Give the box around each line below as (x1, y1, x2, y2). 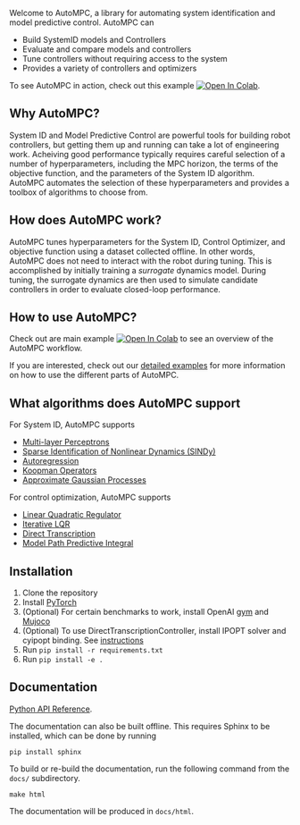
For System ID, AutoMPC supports (9, 419, 136, 430)
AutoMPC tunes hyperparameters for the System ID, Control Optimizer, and (9, 236, 286, 247)
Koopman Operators (21, 465, 97, 476)
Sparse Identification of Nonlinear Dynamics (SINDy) (21, 446, 216, 457)
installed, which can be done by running (9, 730, 157, 741)
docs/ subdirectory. (9, 772, 80, 783)
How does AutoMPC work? (9, 213, 162, 228)
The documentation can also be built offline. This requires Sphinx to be (9, 720, 271, 731)
